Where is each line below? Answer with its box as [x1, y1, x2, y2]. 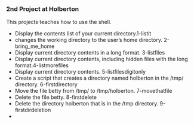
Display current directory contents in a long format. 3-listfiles [14, 49, 165, 56]
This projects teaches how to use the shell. [6, 19, 112, 26]
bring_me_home [14, 43, 55, 50]
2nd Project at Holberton [6, 5, 79, 13]
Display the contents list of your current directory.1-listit [14, 30, 152, 37]
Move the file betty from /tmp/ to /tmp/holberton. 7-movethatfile [14, 87, 173, 95]
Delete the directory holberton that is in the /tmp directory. [14, 100, 159, 107]
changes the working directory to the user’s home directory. [14, 37, 163, 44]
